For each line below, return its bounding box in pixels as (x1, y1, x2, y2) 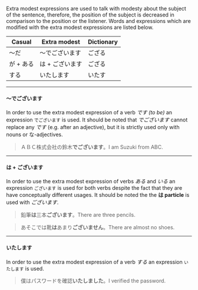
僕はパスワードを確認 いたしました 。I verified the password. (20, 277, 166, 284)
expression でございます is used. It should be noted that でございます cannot (6, 116, 188, 123)
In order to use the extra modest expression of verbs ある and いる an (6, 178, 176, 185)
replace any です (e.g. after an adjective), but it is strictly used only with (6, 124, 180, 131)
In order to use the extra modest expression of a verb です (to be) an (6, 109, 173, 116)
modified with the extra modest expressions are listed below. (6, 24, 154, 31)
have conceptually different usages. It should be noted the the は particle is (6, 192, 190, 199)
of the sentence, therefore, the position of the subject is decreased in (6, 11, 175, 18)
